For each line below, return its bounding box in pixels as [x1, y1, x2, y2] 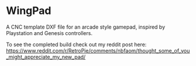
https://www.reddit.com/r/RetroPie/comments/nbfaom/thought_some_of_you [6, 47, 190, 54]
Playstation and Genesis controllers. [6, 29, 93, 36]
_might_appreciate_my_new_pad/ [6, 53, 86, 60]
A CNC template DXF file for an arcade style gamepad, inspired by [6, 23, 165, 30]
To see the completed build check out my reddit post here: [6, 41, 147, 48]
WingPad [6, 4, 51, 18]
